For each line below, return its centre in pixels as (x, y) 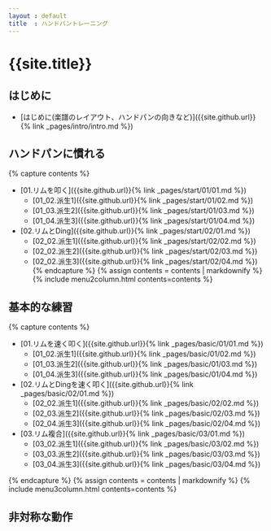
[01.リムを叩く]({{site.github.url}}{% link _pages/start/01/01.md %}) (133, 190)
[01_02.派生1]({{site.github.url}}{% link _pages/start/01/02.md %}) (143, 201)
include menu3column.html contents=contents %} (93, 490)
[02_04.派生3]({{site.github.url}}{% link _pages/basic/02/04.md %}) (146, 424)
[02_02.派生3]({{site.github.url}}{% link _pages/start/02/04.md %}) (145, 262)
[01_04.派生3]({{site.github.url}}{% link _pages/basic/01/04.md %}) (145, 374)
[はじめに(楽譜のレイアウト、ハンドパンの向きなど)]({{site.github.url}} (138, 117)
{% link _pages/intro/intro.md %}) (76, 126)
